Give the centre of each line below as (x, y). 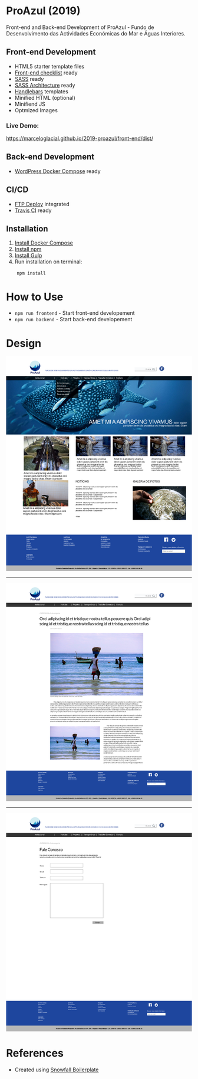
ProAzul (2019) (43, 11)
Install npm (28, 249)
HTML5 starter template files (49, 66)
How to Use (35, 297)
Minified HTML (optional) (45, 97)
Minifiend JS (30, 104)
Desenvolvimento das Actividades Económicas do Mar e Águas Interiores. (96, 33)
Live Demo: (23, 125)
